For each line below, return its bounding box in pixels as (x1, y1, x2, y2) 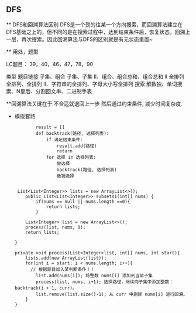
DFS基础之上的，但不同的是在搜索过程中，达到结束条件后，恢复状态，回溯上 (6, 28, 191, 35)
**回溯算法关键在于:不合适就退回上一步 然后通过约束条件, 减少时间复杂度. (6, 100, 183, 107)
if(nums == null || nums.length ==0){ (36, 199, 130, 205)
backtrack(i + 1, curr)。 (14, 285, 77, 291)
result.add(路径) (56, 143, 98, 149)
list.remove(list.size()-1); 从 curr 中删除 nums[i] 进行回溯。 (36, 291, 188, 297)
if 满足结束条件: (46, 137, 83, 142)
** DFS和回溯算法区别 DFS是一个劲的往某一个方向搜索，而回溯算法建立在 (6, 21, 183, 28)
